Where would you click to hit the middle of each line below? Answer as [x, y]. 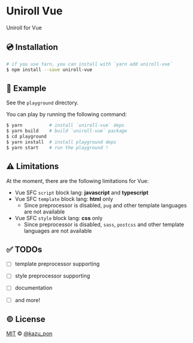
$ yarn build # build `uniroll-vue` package [67, 131]
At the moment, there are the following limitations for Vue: [78, 180]
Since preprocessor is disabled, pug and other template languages [105, 205]
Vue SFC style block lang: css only [59, 218]
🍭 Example [26, 88]
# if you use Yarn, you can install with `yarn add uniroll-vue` [89, 64]
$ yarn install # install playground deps [61, 142]
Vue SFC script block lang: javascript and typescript [82, 192]
